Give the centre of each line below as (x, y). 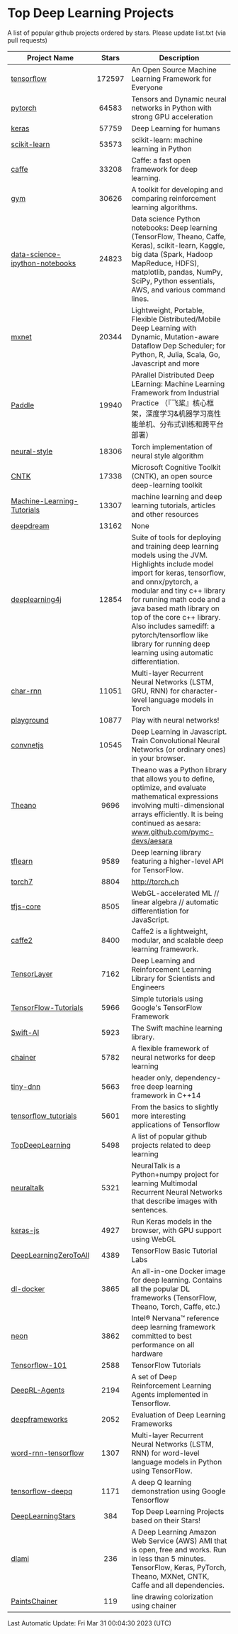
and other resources (165, 514)
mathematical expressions (175, 796)
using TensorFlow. (161, 1471)
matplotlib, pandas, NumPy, (177, 272)
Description (179, 57)
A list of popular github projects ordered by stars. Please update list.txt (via (117, 33)
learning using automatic (172, 652)
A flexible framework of (170, 1048)
